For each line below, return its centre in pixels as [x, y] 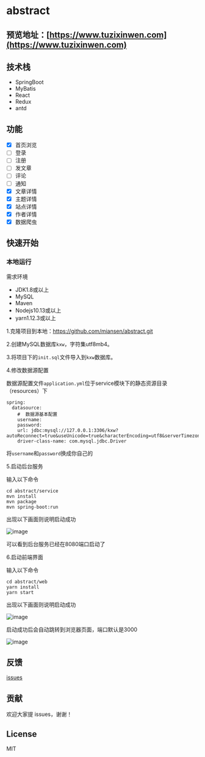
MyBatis [25, 89]
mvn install [21, 496]
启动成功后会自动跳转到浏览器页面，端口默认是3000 [72, 630]
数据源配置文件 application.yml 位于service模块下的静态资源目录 [87, 383]
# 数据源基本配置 [38, 414]
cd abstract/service [33, 491]
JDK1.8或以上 [32, 289]
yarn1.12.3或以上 [35, 318]
